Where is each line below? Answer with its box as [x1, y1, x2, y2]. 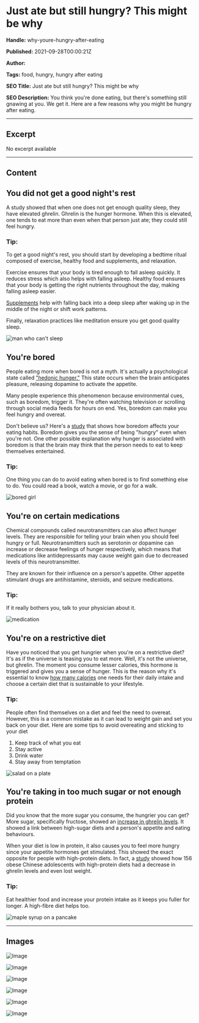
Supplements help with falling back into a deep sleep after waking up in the [6, 299, 190, 306]
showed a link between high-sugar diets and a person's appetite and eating [6, 824, 191, 832]
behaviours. [6, 831, 36, 838]
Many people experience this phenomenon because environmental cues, [6, 392, 184, 399]
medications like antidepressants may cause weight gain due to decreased [6, 552, 188, 559]
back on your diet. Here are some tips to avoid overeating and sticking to [6, 721, 184, 729]
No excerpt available [6, 145, 56, 152]
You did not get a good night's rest [6, 188, 136, 198]
